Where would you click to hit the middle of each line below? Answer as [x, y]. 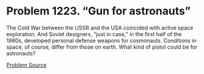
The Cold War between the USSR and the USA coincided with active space [100, 28]
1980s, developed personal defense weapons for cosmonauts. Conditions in [101, 40]
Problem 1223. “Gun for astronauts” [99, 11]
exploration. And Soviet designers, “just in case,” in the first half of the [94, 34]
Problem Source [26, 65]
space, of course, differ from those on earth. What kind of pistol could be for [102, 47]
